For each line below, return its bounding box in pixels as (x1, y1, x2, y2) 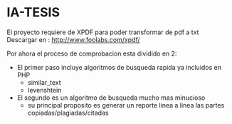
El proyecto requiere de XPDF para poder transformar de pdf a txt (6, 28, 199, 36)
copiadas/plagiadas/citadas (27, 108, 109, 117)
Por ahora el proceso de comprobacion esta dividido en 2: (6, 49, 177, 58)
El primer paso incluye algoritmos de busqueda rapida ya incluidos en (16, 63, 222, 71)
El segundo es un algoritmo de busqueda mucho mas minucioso (16, 93, 206, 102)
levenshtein (27, 86, 62, 94)
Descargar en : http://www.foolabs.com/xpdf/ (6, 35, 140, 43)
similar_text (27, 78, 61, 86)
